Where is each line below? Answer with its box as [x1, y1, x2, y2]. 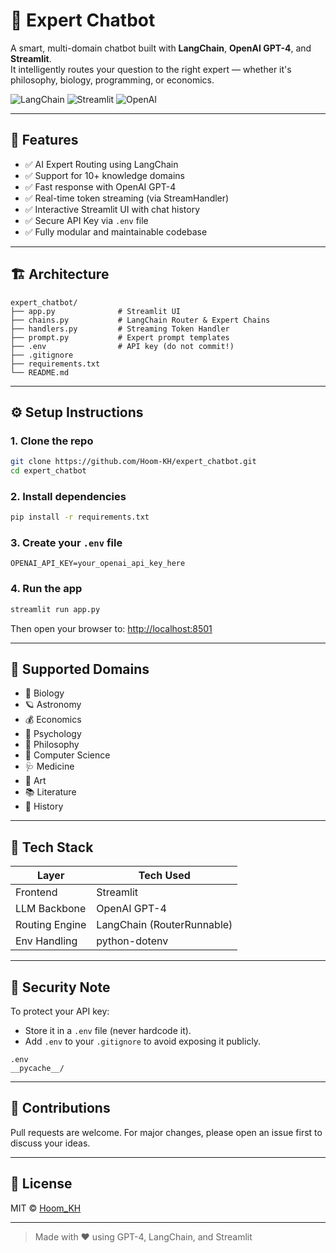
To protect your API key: [10, 1005, 110, 1018]
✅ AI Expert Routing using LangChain [24, 158, 179, 170]
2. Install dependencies [10, 489, 127, 503]
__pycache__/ [10, 1064, 65, 1074]
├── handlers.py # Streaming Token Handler [10, 324, 230, 334]
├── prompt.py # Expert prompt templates [10, 332, 230, 343]
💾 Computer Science [24, 749, 111, 761]
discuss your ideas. [10, 1137, 91, 1149]
